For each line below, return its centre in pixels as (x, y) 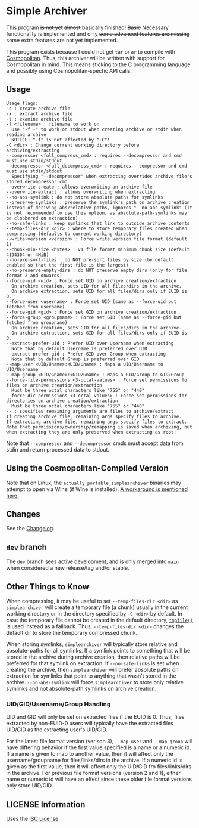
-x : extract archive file (40, 114)
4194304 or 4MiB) (28, 255)
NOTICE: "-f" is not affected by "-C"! (61, 140)
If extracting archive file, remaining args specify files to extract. (97, 422)
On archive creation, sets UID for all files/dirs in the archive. (97, 286)
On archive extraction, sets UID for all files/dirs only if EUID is (99, 291)
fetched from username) (36, 307)
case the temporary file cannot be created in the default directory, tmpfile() (99, 620)
